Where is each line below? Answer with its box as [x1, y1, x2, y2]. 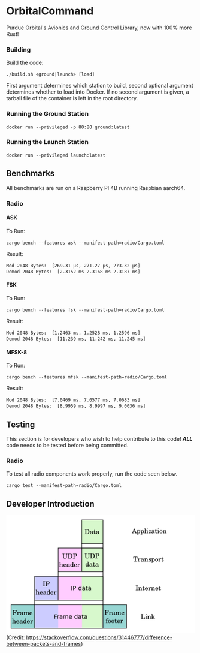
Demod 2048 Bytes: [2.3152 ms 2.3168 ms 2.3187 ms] [6, 269, 141, 275]
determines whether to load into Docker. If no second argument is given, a [6, 88, 190, 95]
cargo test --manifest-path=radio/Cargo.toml [6, 483, 122, 489]
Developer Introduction [6, 499, 95, 509]
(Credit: [6, 634, 25, 641]
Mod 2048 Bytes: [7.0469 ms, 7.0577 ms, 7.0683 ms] [6, 397, 141, 403]
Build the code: [6, 59, 44, 67]
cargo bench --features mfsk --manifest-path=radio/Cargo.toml [6, 374, 168, 380]
